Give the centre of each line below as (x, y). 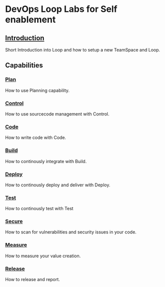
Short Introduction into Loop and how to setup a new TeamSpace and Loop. (83, 50)
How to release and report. (33, 280)
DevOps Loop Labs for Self (61, 9)
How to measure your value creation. (43, 256)
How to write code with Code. (36, 138)
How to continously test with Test (39, 209)
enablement (31, 20)
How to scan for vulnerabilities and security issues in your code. (71, 232)
